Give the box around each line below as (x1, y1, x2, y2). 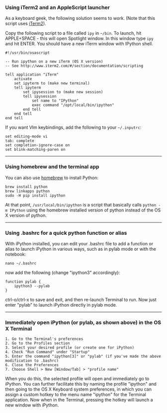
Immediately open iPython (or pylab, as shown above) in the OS (5, 319, 162, 326)
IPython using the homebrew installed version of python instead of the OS (9, 207, 161, 213)
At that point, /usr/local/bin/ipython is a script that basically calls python (5, 202, 157, 207)
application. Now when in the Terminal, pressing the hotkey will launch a (5, 397, 153, 403)
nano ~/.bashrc (5, 261, 37, 266)
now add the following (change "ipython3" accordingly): (5, 269, 120, 275)
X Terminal (5, 325, 32, 332)
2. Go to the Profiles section (5, 341, 70, 346)
